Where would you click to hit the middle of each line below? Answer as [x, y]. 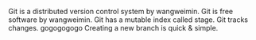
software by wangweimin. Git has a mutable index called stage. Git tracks [128, 20]
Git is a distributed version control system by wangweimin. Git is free [120, 11]
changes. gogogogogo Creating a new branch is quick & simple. [113, 28]
